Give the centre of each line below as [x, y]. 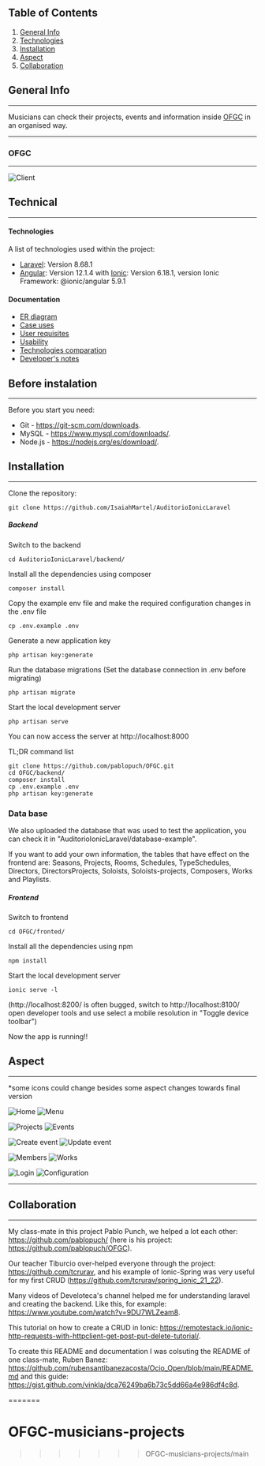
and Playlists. [30, 880]
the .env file [28, 611]
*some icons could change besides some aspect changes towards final [124, 1087]
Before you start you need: [52, 410]
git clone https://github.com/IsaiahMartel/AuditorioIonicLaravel [119, 507]
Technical [33, 202]
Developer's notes [49, 359]
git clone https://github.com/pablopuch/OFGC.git [91, 766]
